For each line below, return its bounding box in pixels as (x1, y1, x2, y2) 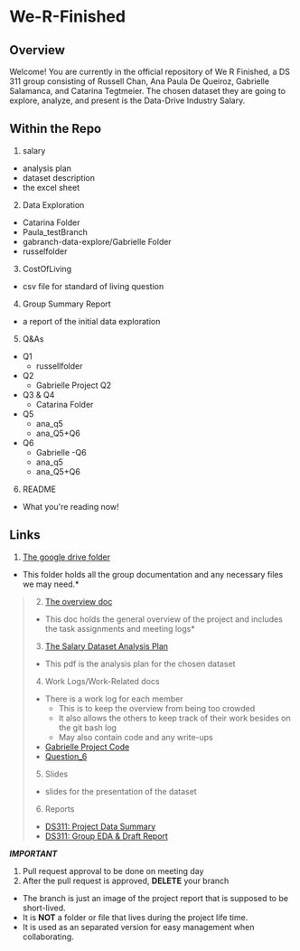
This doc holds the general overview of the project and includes (44, 613, 283, 625)
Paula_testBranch (22, 226, 88, 237)
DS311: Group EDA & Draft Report (44, 830, 169, 842)
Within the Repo (9, 121, 102, 137)
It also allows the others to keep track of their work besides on (58, 712, 291, 723)
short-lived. (22, 902, 66, 913)
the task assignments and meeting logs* (44, 623, 196, 634)
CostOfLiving (22, 263, 72, 274)
